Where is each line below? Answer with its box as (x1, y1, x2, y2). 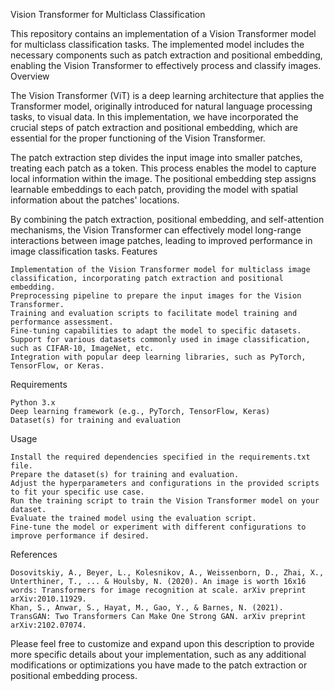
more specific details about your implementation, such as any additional (10, 649, 307, 660)
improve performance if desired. (10, 531, 150, 541)
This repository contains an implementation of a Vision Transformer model (10, 28, 317, 39)
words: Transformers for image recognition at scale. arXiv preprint (10, 585, 307, 595)
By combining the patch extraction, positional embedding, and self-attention (10, 214, 325, 225)
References (10, 549, 58, 560)
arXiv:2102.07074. (10, 620, 87, 630)
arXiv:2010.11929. (10, 594, 87, 604)
